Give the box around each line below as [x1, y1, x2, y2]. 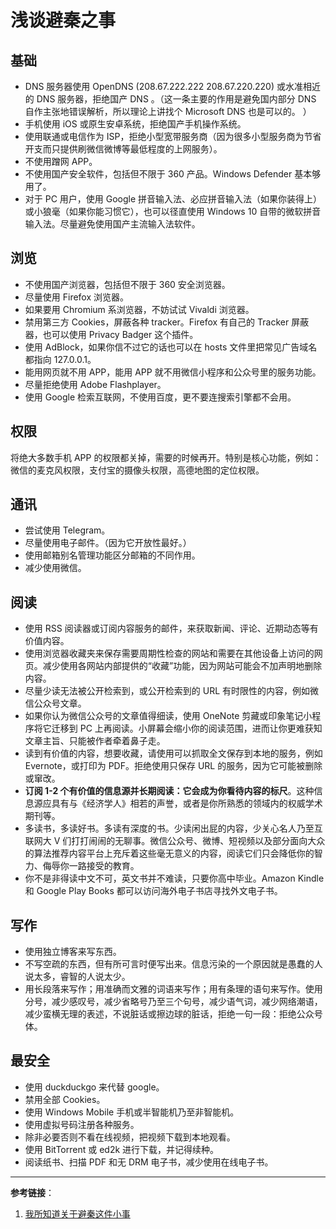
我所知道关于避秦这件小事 [24, 1207, 131, 1220]
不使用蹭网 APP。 [24, 156, 98, 167]
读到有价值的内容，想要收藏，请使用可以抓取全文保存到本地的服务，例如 [24, 747, 323, 760]
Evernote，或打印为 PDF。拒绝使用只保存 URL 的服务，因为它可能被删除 [24, 760, 323, 772]
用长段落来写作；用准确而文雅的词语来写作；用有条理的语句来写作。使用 [24, 983, 323, 995]
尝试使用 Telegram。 [24, 524, 111, 536]
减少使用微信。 [24, 562, 87, 574]
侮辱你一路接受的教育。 [42, 860, 140, 872]
